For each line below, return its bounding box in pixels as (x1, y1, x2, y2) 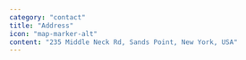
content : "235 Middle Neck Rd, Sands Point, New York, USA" (9, 37, 239, 47)
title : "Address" (9, 21, 74, 30)
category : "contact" (9, 12, 87, 22)
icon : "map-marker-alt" (9, 29, 98, 38)
